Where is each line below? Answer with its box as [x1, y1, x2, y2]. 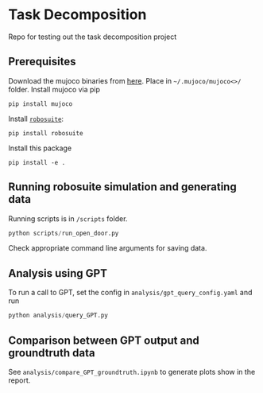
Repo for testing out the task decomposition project [8, 32, 177, 41]
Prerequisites [8, 55, 76, 68]
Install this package [8, 143, 72, 153]
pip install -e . [8, 158, 66, 166]
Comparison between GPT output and [8, 333, 200, 347]
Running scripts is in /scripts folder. [8, 213, 128, 224]
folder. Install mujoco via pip [8, 84, 101, 94]
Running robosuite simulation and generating [8, 181, 237, 194]
